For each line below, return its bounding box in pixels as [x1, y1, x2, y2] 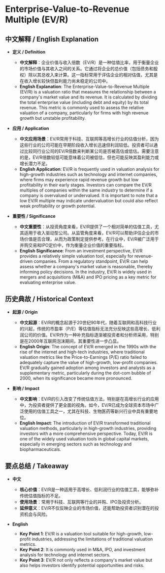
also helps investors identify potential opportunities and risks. [19, 562, 145, 568]
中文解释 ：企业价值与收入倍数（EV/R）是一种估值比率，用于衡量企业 [19, 59, 159, 65]
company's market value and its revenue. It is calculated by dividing [19, 94, 158, 100]
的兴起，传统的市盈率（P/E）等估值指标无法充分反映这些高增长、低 [19, 326, 156, 332]
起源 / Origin [12, 309, 38, 315]
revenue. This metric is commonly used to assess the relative [19, 105, 144, 110]
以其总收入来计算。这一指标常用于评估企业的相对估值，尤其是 [33, 72, 158, 78]
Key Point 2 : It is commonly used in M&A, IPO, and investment [19, 546, 146, 552]
